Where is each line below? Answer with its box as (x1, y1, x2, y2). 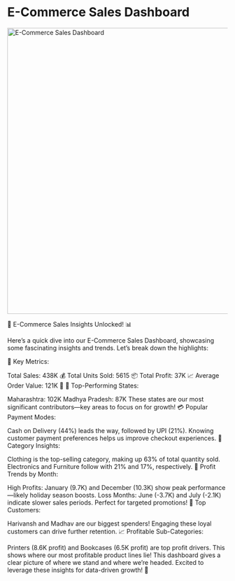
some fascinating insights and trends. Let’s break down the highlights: (7, 343, 208, 352)
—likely (7, 491, 29, 499)
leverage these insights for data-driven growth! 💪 (7, 566, 149, 574)
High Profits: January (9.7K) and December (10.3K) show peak (7, 483, 187, 491)
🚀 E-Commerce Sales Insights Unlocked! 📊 (7, 320, 132, 328)
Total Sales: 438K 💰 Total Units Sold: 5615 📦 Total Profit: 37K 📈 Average (7, 371, 220, 379)
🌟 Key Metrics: (7, 357, 50, 365)
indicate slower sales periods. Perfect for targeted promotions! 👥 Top (7, 498, 206, 507)
